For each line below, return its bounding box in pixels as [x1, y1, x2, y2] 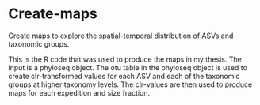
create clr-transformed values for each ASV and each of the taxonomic [8, 71, 240, 81]
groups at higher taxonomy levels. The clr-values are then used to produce [8, 80, 253, 89]
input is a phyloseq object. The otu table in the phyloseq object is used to [8, 62, 248, 72]
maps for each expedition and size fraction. [8, 88, 151, 97]
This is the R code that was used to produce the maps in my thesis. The [8, 54, 242, 64]
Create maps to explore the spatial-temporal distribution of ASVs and [8, 31, 234, 40]
